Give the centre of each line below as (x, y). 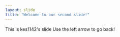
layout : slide (20, 10)
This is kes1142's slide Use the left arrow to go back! (60, 29)
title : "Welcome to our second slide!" (48, 15)
